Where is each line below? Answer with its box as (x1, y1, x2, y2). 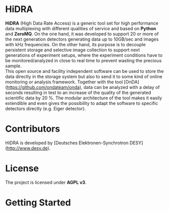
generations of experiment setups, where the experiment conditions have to (5, 52, 162, 58)
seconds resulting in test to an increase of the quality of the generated (5, 89, 151, 95)
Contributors (5, 123, 60, 135)
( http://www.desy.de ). (5, 145, 51, 151)
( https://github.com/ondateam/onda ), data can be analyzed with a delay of (5, 84, 160, 90)
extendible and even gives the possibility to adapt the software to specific (5, 100, 158, 106)
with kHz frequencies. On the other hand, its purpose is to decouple (5, 41, 146, 47)
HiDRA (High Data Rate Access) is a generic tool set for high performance (5, 20, 158, 26)
